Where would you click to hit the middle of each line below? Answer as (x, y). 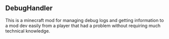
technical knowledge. (28, 31)
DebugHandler (29, 8)
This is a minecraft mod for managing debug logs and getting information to (84, 20)
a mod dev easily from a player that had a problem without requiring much (83, 25)
